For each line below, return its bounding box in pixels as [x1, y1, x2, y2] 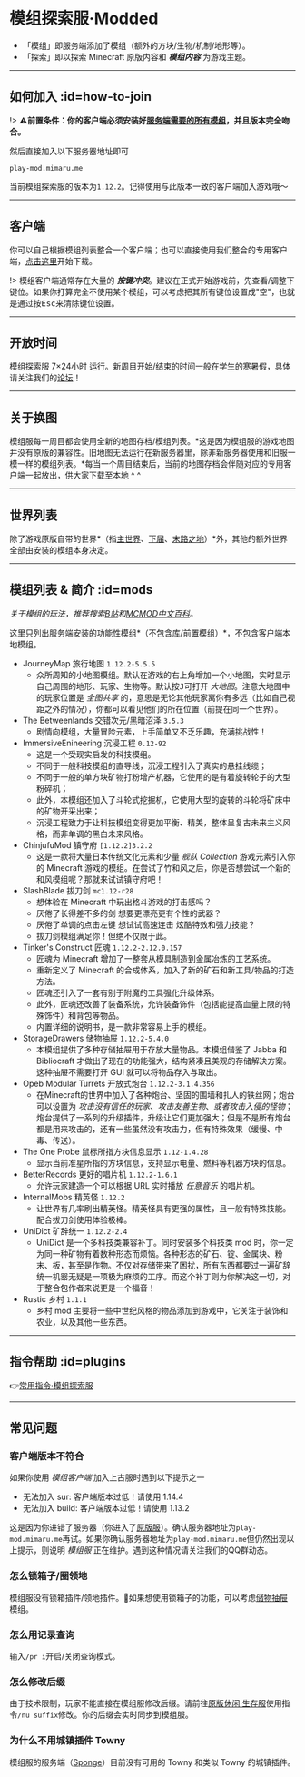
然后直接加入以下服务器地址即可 [9, 145, 129, 156]
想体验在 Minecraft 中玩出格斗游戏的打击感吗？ [35, 896, 212, 907]
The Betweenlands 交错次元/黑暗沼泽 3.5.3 [22, 715, 184, 726]
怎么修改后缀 [9, 1675, 66, 1688]
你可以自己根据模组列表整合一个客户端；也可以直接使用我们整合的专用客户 [9, 244, 288, 255]
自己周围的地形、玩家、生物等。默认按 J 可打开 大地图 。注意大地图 [35, 680, 282, 691]
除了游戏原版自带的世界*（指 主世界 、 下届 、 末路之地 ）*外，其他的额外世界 [9, 533, 289, 544]
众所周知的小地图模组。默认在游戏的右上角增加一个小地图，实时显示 [35, 669, 291, 680]
